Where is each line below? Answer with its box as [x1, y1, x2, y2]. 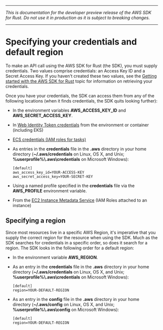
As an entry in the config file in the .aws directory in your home [12, 296, 140, 302]
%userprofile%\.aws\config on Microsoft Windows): [12, 307, 119, 313]
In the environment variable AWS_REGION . [12, 254, 98, 260]
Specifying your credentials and [5, 36, 137, 48]
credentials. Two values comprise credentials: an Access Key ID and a [5, 68, 146, 73]
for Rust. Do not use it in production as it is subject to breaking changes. [5, 15, 150, 20]
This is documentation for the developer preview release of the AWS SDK [5, 10, 152, 15]
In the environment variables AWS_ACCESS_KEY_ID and [12, 107, 126, 113]
